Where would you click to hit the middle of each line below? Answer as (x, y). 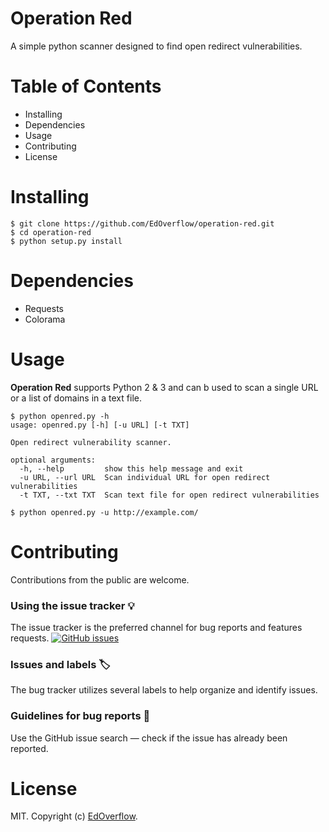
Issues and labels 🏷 (60, 664)
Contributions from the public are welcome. (100, 579)
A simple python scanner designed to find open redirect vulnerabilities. (156, 46)
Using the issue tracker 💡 (72, 605)
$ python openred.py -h (60, 416)
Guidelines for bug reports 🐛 (80, 716)
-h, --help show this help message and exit (131, 468)
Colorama (45, 319)
